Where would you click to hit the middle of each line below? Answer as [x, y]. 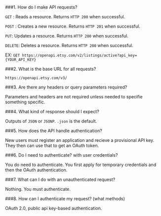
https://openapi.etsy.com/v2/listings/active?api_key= [80, 55]
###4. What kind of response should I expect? [52, 111]
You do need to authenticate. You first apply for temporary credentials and [81, 165]
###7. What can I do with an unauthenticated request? [60, 179]
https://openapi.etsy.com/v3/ [36, 78]
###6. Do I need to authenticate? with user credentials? [61, 155]
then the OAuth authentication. [36, 170]
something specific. [25, 102]
